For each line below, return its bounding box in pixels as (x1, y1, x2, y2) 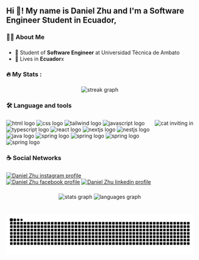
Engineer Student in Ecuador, (6, 15, 117, 26)
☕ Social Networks (6, 154, 62, 162)
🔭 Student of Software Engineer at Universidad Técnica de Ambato (14, 49, 180, 57)
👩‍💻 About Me (6, 33, 45, 42)
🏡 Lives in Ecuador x (14, 55, 64, 62)
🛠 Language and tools (6, 102, 72, 109)
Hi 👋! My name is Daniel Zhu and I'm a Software (6, 6, 184, 16)
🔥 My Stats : (6, 70, 42, 79)
